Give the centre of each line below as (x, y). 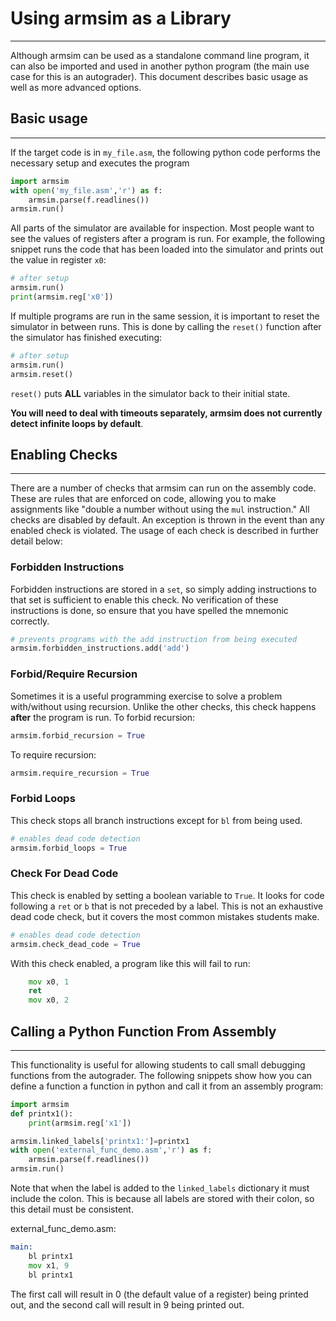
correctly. (30, 621)
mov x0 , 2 (49, 1000)
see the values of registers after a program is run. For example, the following (168, 239)
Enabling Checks (64, 454)
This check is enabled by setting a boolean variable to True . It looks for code (167, 895)
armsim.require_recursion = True (80, 773)
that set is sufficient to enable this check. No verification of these (144, 599)
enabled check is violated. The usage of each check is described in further (165, 531)
